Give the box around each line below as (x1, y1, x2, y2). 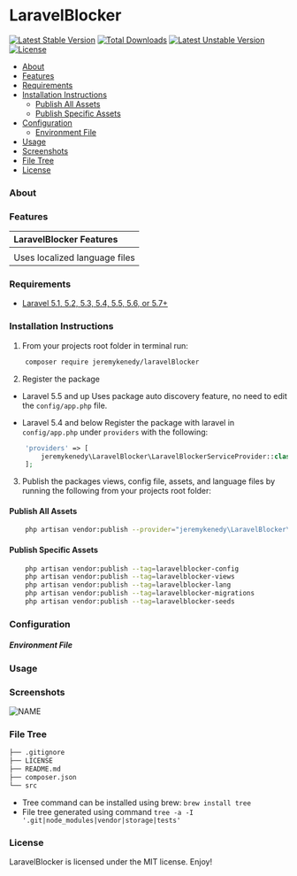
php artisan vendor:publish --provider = (25, 526, 176, 534)
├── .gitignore (9, 749, 65, 757)
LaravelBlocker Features (13, 234, 118, 246)
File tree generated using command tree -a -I (21, 806, 194, 817)
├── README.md (9, 765, 62, 774)
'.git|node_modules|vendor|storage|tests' (21, 816, 181, 825)
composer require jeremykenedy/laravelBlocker (25, 357, 200, 366)
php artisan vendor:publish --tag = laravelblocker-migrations (25, 589, 255, 598)
